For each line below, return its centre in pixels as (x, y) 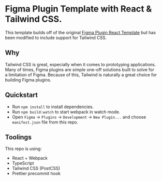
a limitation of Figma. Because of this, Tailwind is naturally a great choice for (81, 75)
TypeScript (23, 163)
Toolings (18, 137)
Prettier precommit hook (36, 174)
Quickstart (22, 95)
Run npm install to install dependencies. (53, 107)
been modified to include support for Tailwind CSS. (56, 38)
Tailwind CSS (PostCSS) (36, 168)
